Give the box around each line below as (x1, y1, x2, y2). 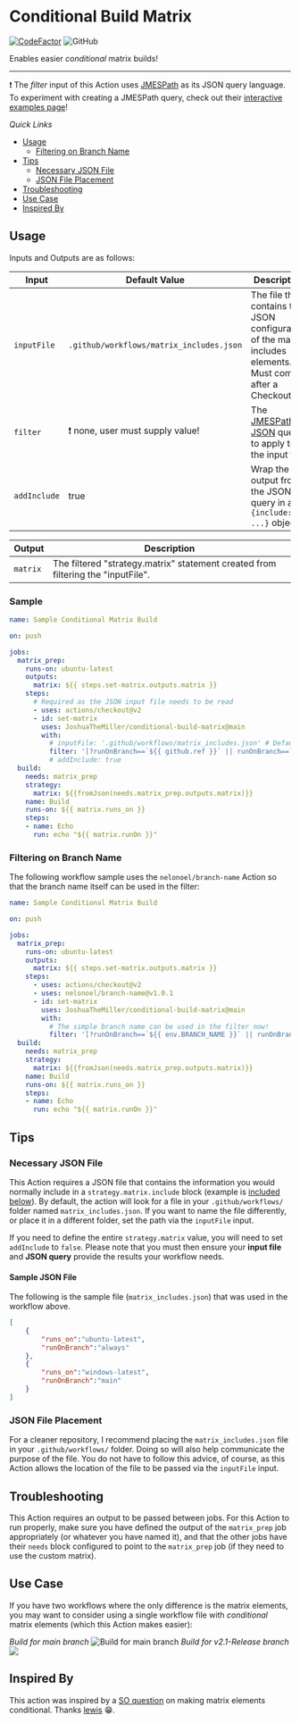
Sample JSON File (9, 1271, 78, 1283)
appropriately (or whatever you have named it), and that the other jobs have (9, 1531, 287, 1542)
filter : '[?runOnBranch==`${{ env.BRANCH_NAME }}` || (48, 1030, 254, 1040)
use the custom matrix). (9, 1550, 96, 1560)
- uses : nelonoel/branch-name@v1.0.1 (32, 989, 174, 998)
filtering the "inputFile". (53, 568, 150, 581)
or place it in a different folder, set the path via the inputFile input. (9, 1215, 254, 1225)
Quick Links (9, 119, 53, 130)
